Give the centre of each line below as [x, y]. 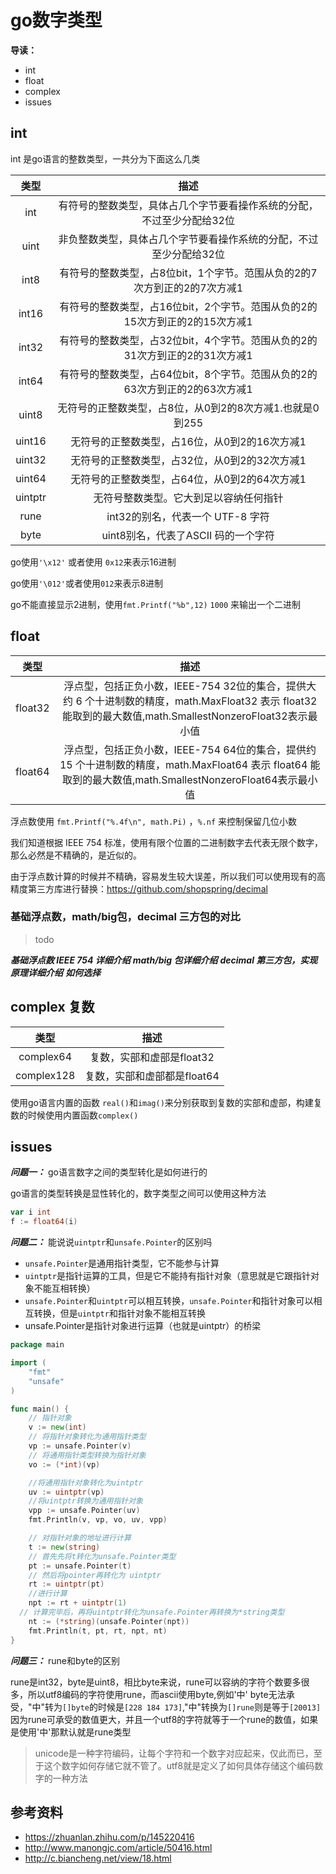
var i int [31, 1212]
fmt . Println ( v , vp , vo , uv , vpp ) [98, 1520]
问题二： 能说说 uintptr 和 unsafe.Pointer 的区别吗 [111, 1242]
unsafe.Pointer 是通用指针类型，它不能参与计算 [122, 1263]
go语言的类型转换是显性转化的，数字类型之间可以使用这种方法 [138, 1193]
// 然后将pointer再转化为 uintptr [95, 1575]
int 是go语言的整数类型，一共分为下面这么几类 [105, 158]
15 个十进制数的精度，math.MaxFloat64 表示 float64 [183, 764]
